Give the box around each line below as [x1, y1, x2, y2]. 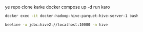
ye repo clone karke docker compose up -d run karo [5, 4, 110, 10]
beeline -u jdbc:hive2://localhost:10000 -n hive [5, 22, 108, 27]
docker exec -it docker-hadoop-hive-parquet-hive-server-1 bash [5, 14, 139, 18]
